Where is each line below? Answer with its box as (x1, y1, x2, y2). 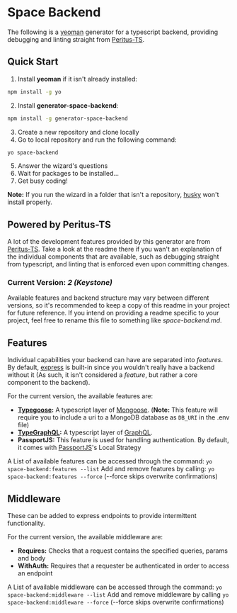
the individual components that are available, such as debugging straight (7, 252, 219, 261)
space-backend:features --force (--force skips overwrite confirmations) (7, 472, 218, 480)
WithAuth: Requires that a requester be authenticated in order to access (17, 561, 230, 570)
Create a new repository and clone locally (17, 128, 139, 136)
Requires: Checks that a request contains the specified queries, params (17, 546, 229, 555)
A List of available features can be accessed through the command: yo (7, 457, 213, 466)
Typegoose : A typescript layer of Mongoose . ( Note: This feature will (17, 405, 218, 415)
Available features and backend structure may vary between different (7, 293, 209, 302)
